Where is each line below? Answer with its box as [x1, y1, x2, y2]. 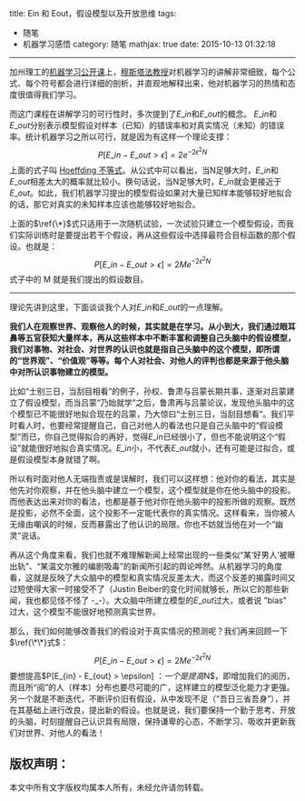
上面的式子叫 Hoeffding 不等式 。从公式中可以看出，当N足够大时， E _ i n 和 [9, 165, 280, 175]
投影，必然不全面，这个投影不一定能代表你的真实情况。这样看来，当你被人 [16, 507, 296, 518]
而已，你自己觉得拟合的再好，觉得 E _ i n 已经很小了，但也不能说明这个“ [21, 431, 279, 443]
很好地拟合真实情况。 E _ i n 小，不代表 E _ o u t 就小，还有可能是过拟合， [36, 443, 288, 454]
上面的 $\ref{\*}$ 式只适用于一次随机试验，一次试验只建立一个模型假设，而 [9, 217, 286, 229]
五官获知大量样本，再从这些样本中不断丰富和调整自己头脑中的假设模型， [25, 333, 296, 344]
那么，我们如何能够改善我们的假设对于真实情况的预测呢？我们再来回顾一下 [9, 626, 288, 636]
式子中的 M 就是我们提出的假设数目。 [9, 274, 149, 285]
